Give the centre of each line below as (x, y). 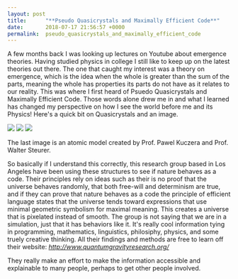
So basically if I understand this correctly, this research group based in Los (117, 164)
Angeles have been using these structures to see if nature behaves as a (112, 172)
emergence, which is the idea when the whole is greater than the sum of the (119, 77)
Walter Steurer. (29, 151)
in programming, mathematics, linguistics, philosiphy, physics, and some (113, 232)
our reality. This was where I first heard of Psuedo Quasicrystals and (107, 92)
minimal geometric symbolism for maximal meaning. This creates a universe (118, 209)
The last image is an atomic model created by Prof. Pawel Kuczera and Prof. (118, 143)
